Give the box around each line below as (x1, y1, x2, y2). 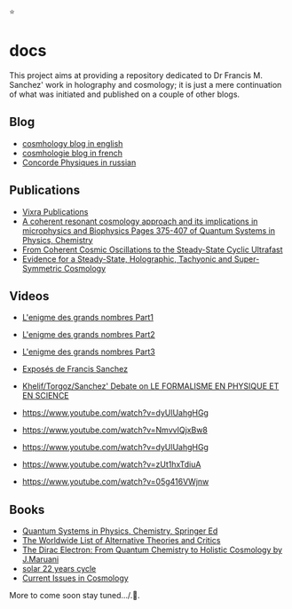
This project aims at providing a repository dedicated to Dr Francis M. (9, 69, 264, 81)
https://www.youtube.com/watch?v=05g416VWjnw (21, 477, 209, 487)
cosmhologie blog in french (21, 147, 122, 158)
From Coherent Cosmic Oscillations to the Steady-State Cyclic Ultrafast (21, 244, 283, 255)
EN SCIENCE (21, 391, 69, 401)
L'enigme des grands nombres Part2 (21, 329, 155, 340)
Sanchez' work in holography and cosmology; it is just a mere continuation (9, 79, 282, 90)
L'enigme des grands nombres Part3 (21, 346, 155, 357)
